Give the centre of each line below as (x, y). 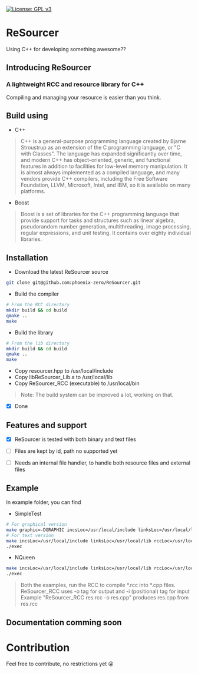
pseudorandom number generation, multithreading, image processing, (106, 227)
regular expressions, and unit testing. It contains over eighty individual (106, 233)
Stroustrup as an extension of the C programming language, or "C (100, 148)
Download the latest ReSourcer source (62, 272)
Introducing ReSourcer (49, 68)
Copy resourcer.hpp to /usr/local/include (64, 371)
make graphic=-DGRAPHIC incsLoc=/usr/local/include (71, 530)
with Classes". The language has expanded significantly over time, (101, 154)
